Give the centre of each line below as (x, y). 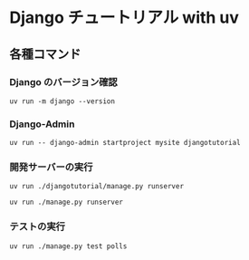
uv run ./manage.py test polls (68, 246)
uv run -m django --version (62, 101)
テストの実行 (38, 226)
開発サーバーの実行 (51, 168)
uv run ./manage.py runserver (67, 202)
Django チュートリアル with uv (124, 18)
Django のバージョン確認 (63, 82)
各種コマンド (45, 54)
